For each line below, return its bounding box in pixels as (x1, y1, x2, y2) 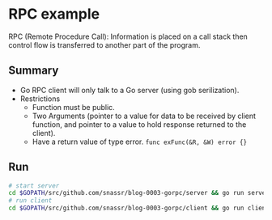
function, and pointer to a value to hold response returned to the (32, 119, 247, 129)
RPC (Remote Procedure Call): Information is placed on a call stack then (8, 32, 249, 41)
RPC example (8, 5, 100, 23)
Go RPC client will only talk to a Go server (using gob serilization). (19, 85, 240, 95)
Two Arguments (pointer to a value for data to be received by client (32, 111, 257, 121)
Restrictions (19, 94, 61, 104)
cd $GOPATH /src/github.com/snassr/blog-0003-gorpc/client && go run (8, 204, 244, 213)
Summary (8, 64, 59, 78)
